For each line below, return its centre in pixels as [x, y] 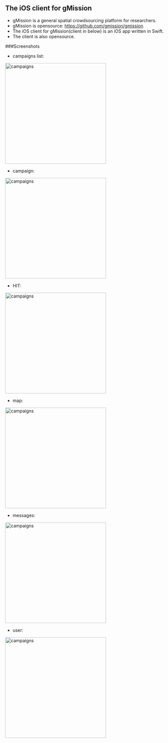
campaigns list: [28, 56]
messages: [24, 515]
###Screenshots [23, 46]
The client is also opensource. [44, 36]
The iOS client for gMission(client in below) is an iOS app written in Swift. [88, 31]
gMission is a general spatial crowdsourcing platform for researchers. [85, 20]
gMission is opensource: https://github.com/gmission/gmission [78, 26]
